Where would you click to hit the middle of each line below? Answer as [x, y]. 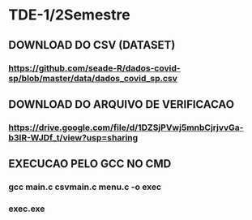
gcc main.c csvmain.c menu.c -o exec [85, 187]
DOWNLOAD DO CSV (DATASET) [92, 45]
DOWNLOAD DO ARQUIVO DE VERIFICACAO [122, 104]
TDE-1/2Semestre [70, 15]
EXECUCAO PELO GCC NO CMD [90, 164]
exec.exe [27, 209]
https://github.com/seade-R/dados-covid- [94, 68]
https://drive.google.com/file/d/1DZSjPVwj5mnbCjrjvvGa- [126, 127]
